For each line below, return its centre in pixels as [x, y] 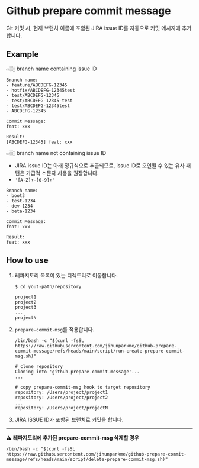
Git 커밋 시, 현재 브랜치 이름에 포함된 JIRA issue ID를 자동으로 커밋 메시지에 [93, 28]
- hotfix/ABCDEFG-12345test [41, 90]
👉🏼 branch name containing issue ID [52, 69]
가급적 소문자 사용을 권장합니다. [62, 173]
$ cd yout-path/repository [48, 286]
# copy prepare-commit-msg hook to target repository [82, 387]
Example [23, 54]
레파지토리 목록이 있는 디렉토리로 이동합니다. [66, 275]
